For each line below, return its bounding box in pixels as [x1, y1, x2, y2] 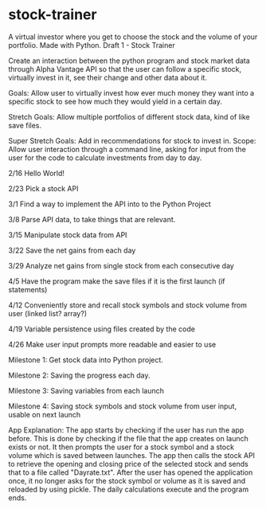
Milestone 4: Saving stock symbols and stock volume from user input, [8, 401, 237, 411]
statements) [8, 284, 48, 294]
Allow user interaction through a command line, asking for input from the [8, 144, 247, 154]
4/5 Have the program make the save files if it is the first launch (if [8, 276, 225, 286]
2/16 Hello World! [8, 168, 65, 178]
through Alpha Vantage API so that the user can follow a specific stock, [8, 64, 242, 73]
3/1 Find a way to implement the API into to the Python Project [8, 199, 211, 209]
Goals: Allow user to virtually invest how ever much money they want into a [8, 88, 255, 97]
